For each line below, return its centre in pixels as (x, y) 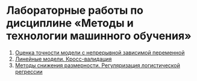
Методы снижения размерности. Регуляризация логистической (98, 65)
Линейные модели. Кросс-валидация (63, 59)
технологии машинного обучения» (99, 36)
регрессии (29, 71)
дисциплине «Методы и (70, 23)
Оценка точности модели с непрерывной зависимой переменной (100, 52)
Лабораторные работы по (75, 10)
